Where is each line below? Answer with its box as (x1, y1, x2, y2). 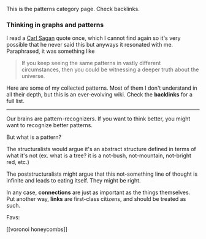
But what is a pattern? (6, 133, 62, 141)
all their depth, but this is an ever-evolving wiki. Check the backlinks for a (6, 91, 193, 98)
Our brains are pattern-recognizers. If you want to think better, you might (6, 115, 191, 122)
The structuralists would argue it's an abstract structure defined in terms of (6, 146, 196, 153)
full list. (6, 98, 25, 105)
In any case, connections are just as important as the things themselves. (6, 189, 191, 196)
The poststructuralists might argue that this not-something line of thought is (6, 170, 198, 178)
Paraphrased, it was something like (6, 47, 95, 55)
